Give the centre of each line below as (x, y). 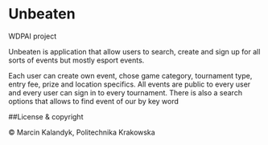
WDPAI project (33, 36)
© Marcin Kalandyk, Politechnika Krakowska (82, 132)
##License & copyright (46, 116)
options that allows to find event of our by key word (94, 101)
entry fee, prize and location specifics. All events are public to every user (130, 84)
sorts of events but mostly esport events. (76, 60)
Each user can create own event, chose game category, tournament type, (130, 75)
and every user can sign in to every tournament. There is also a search (126, 92)
